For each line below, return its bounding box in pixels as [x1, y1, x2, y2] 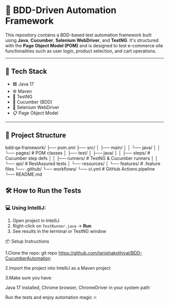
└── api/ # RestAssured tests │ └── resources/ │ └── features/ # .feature [5, 161, 161, 167]
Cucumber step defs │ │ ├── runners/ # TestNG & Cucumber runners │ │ [5, 155, 158, 161]
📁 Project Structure [5, 131, 66, 140]
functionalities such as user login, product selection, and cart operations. [5, 48, 157, 54]
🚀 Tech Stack [5, 67, 47, 76]
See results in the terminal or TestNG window [12, 228, 107, 235]
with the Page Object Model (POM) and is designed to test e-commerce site [5, 42, 163, 48]
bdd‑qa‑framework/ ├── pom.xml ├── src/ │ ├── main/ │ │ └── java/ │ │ [5, 144, 161, 150]
